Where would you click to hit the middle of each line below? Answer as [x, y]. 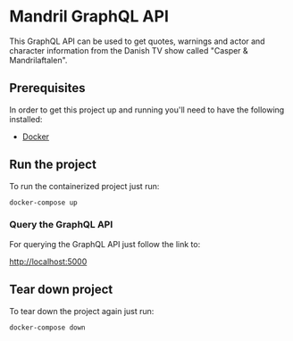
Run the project [53, 165]
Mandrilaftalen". [38, 60]
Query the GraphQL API [61, 225]
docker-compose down [48, 328]
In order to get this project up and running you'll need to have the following [147, 110]
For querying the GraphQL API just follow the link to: [105, 244]
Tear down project [61, 290]
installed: [26, 119]
